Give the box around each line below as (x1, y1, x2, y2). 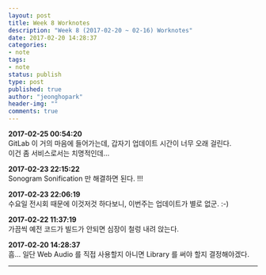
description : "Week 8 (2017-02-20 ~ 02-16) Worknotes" (8, 26, 193, 34)
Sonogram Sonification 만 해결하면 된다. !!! (8, 174, 144, 183)
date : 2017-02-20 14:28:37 (8, 33, 97, 42)
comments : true (8, 108, 59, 116)
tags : (8, 56, 26, 64)
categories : (8, 41, 47, 49)
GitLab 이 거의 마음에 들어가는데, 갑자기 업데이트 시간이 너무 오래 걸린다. (8, 139, 232, 147)
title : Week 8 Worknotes (8, 19, 90, 27)
